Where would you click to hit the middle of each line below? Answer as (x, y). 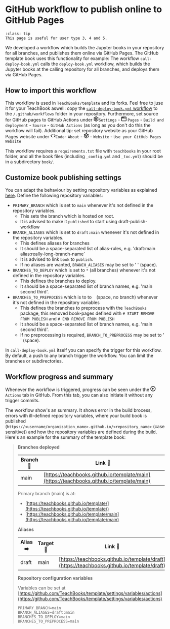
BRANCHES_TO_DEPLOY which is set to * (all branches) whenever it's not (84, 270)
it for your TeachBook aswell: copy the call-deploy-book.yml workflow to (81, 108)
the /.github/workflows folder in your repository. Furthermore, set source (82, 113)
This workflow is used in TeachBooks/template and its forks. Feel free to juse (84, 103)
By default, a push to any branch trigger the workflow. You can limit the (79, 355)
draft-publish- (133, 221)
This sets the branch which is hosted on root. (67, 216)
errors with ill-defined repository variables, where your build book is (76, 416)
